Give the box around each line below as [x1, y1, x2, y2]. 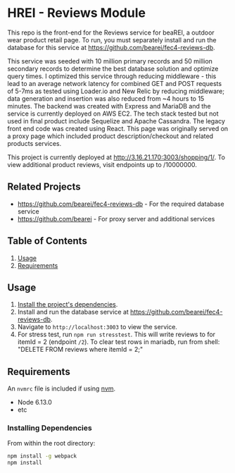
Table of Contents [7, 235, 88, 247]
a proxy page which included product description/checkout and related [7, 132, 213, 140]
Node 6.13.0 [17, 398, 52, 407]
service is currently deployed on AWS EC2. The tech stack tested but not [7, 109, 220, 118]
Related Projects [7, 181, 81, 193]
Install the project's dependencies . [17, 300, 118, 309]
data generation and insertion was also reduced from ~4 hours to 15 [7, 94, 205, 103]
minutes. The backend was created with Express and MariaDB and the [7, 102, 211, 110]
